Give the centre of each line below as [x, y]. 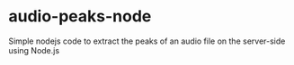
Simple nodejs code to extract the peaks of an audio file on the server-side [147, 41]
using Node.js [34, 50]
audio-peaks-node [80, 16]
